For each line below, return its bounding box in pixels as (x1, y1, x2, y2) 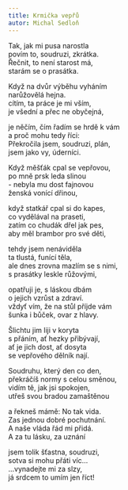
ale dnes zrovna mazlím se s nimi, (8, 261, 119, 270)
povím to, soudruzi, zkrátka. (8, 49, 99, 59)
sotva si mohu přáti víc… (8, 455, 88, 465)
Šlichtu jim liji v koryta (8, 325, 79, 335)
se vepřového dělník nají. (8, 350, 89, 360)
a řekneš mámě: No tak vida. (8, 406, 101, 416)
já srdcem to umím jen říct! (8, 473, 95, 482)
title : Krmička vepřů (8, 11, 80, 20)
